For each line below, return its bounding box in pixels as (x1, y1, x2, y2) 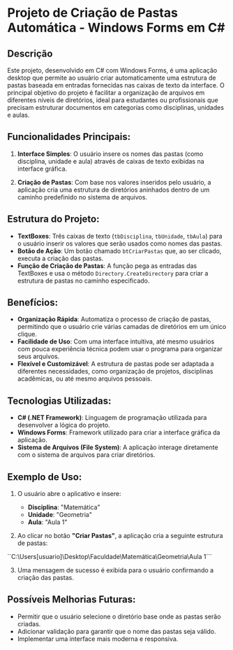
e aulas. (7, 111, 30, 119)
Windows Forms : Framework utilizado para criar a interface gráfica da (17, 428, 220, 437)
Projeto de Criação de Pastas (7, 5, 178, 21)
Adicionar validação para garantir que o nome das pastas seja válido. (17, 627, 216, 635)
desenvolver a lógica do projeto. (17, 421, 110, 430)
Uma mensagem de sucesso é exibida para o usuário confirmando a (17, 566, 214, 574)
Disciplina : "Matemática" (27, 503, 100, 511)
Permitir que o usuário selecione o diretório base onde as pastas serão (17, 612, 221, 621)
